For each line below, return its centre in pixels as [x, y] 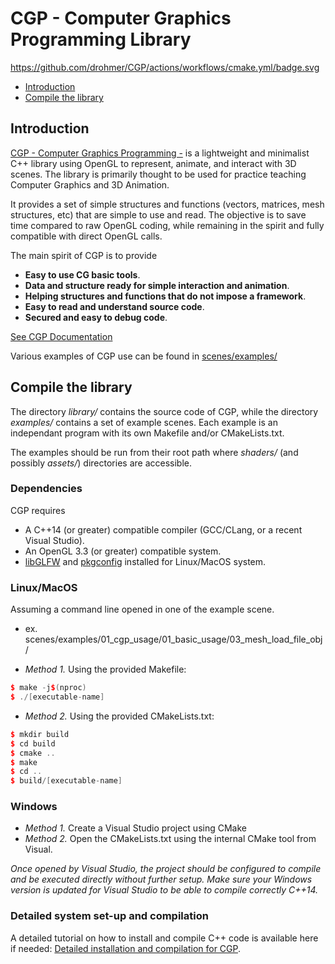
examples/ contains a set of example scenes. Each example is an [144, 422]
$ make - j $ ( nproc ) [48, 688]
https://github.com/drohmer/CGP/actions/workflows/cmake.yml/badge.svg [165, 67]
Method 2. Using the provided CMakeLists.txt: [119, 716]
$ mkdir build [40, 734]
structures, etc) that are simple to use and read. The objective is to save [158, 214]
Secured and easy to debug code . [96, 317]
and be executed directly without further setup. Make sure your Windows [161, 879]
